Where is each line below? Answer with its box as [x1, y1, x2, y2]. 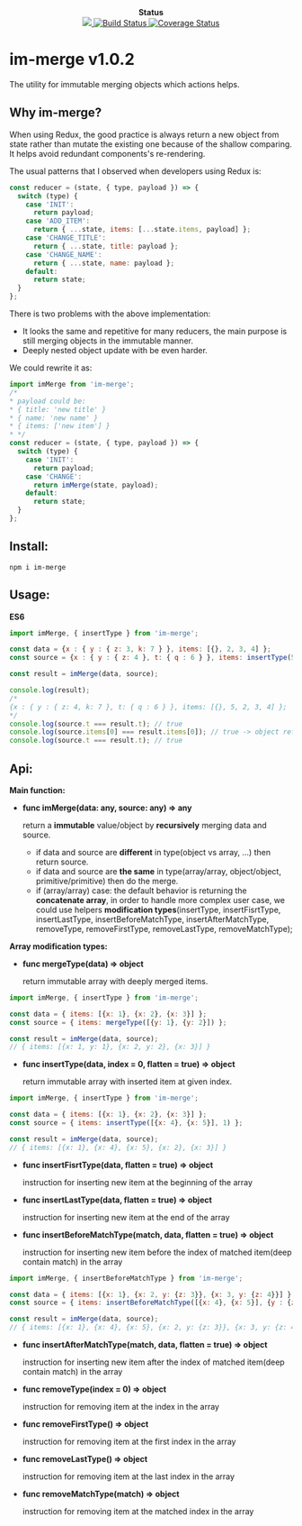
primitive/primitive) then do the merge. [35, 875, 179, 886]
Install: [9, 539, 49, 554]
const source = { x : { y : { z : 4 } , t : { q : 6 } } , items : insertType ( [9, 653, 292, 662]
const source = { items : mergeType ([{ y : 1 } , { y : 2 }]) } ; [9, 1018, 227, 1027]
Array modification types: [9, 940, 108, 952]
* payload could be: [9, 397, 87, 406]
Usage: [9, 588, 51, 603]
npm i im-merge [9, 562, 67, 571]
